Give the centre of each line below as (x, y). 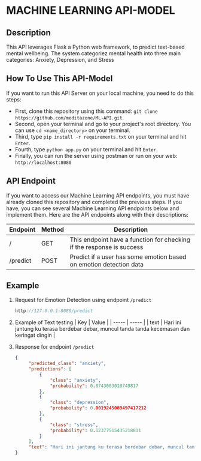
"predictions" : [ (50, 369)
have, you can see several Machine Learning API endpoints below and (93, 208)
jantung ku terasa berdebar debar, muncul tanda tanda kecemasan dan (102, 329)
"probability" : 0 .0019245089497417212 (98, 408)
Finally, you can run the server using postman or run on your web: (96, 155)
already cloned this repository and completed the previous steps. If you (94, 202)
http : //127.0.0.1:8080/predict (54, 311)
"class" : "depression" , (80, 403)
